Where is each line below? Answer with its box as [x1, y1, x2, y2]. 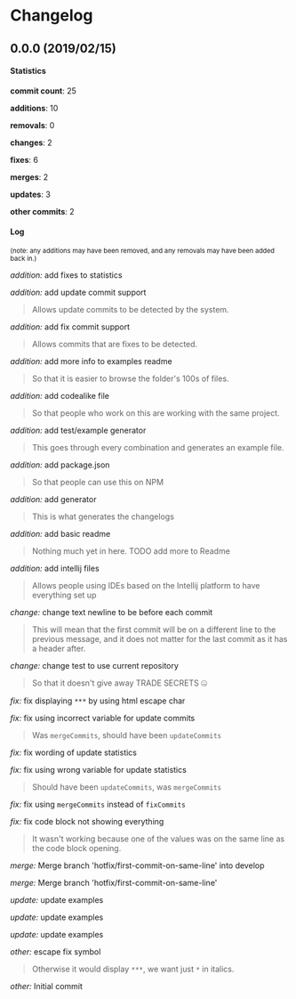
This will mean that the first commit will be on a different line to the [31, 624, 276, 635]
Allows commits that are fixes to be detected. [31, 338, 198, 349]
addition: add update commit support [10, 287, 147, 297]
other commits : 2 [10, 206, 75, 216]
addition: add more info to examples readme [10, 355, 172, 366]
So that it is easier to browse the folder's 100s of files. [31, 373, 229, 384]
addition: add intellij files [10, 563, 100, 573]
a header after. [31, 643, 86, 654]
